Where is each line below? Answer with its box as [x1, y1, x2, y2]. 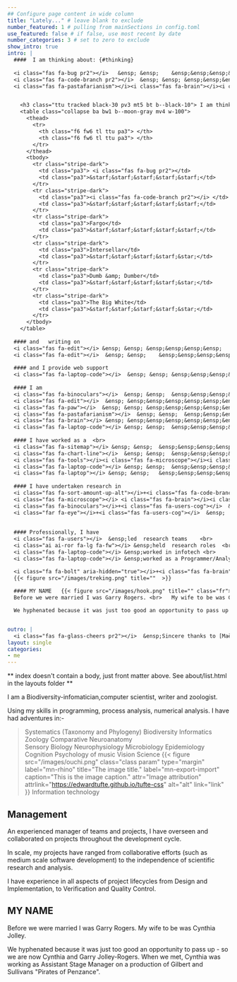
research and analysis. [7, 863, 73, 872]
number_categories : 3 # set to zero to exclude [7, 37, 150, 44]
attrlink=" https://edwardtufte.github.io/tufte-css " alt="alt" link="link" [24, 781, 224, 789]
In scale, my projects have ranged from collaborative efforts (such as [7, 848, 208, 856]
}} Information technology [24, 788, 100, 796]
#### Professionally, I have [13, 529, 99, 536]
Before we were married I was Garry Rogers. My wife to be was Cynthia [7, 923, 216, 932]
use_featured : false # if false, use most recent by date [7, 30, 181, 37]
